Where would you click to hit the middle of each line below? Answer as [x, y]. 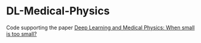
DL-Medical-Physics [58, 11]
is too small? [22, 33]
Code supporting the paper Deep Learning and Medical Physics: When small [100, 27]
